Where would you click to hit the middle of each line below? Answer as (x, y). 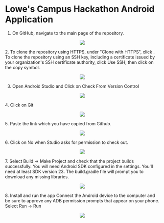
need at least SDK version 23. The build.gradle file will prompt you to (74, 171)
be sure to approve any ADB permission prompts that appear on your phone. (82, 200)
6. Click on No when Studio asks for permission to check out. (67, 142)
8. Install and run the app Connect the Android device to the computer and (80, 195)
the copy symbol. (23, 67)
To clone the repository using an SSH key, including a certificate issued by (80, 57)
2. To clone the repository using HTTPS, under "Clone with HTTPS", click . (80, 52)
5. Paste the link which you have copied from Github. (58, 123)
